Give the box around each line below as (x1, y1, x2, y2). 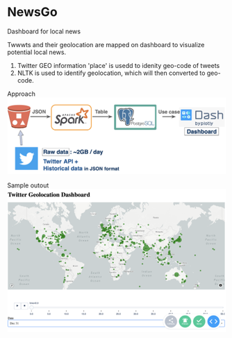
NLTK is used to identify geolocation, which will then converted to (17, 69, 206, 77)
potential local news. (7, 48, 67, 56)
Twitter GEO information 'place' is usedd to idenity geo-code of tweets (17, 61, 220, 69)
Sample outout (7, 181, 49, 189)
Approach (7, 90, 36, 98)
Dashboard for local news (7, 27, 81, 35)
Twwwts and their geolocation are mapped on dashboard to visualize (7, 40, 205, 49)
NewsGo (7, 4, 58, 20)
